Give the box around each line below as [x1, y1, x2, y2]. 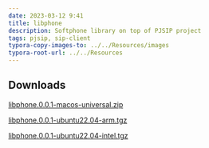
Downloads [8, 78, 66, 92]
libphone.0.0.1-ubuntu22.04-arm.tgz [8, 115, 128, 125]
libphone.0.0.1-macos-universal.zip [8, 99, 124, 109]
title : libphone [8, 19, 62, 27]
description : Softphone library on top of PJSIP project [8, 26, 202, 34]
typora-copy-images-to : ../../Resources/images [8, 42, 170, 50]
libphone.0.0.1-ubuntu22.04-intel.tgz [8, 130, 129, 140]
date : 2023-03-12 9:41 [8, 11, 84, 20]
